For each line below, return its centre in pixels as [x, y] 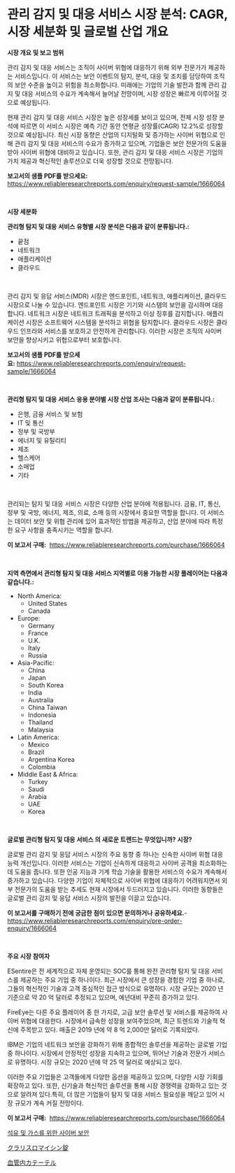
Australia [41, 699]
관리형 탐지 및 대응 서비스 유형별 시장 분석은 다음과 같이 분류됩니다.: [99, 226]
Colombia [42, 767]
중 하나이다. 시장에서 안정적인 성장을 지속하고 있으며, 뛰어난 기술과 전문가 [107, 1053]
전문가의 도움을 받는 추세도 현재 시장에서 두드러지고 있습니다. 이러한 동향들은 [119, 889]
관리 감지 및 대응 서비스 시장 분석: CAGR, [117, 14]
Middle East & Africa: [48, 774]
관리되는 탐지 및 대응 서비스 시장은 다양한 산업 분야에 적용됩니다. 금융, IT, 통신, [114, 504]
